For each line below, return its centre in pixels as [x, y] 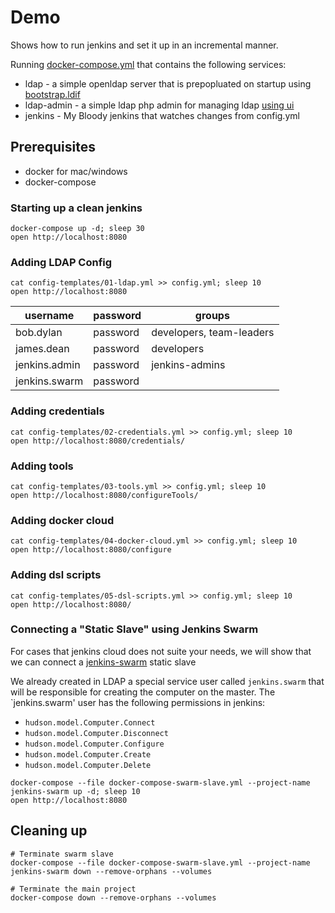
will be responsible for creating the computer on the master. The [143, 692]
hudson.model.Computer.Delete [88, 765]
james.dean [42, 349]
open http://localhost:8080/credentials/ [98, 441]
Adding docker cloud [62, 520]
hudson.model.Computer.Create [88, 754]
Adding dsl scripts [56, 575]
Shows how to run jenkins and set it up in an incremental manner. [144, 45]
